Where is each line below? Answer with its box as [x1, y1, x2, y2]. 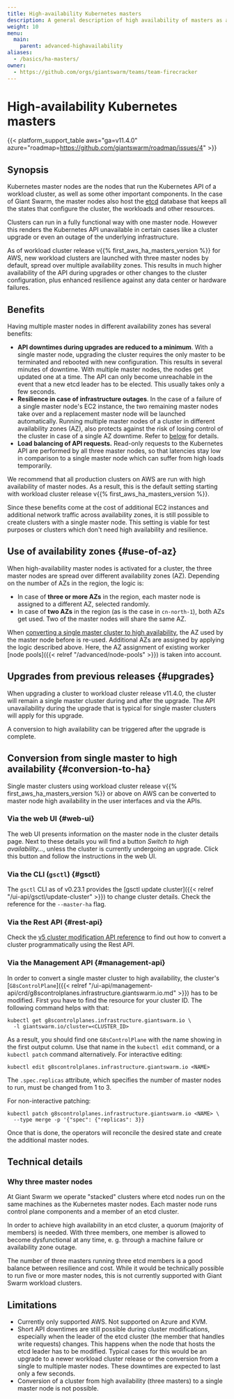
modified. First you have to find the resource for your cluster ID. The [7, 996, 203, 1004]
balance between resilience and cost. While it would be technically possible [7, 1264, 224, 1272]
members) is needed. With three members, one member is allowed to [7, 1228, 206, 1237]
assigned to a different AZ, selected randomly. [17, 600, 150, 608]
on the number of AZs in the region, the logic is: [7, 579, 144, 587]
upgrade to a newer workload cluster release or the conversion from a [17, 1354, 219, 1363]
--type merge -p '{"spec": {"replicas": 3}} [13, 1116, 145, 1123]
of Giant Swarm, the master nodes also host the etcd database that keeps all [7, 197, 227, 206]
